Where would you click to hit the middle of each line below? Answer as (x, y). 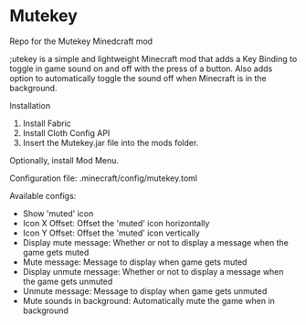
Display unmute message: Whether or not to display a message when (153, 271)
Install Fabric (47, 123)
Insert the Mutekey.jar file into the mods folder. (111, 142)
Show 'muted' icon (58, 213)
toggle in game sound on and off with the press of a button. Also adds (141, 68)
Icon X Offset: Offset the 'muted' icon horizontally (116, 223)
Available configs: (43, 195)
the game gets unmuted (68, 281)
